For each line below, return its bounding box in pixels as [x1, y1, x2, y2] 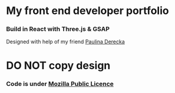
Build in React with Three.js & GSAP [6, 25, 110, 33]
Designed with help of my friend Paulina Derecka [6, 38, 125, 45]
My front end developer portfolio [6, 4, 169, 18]
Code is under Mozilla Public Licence [6, 80, 114, 88]
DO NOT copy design [6, 58, 111, 72]
